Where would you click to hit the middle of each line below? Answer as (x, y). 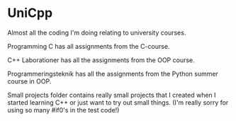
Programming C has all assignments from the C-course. (89, 46)
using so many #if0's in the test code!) (63, 110)
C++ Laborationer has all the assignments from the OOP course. (101, 60)
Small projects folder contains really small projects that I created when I (112, 95)
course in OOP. (29, 81)
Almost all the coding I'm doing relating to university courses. (97, 33)
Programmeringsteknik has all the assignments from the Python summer (113, 74)
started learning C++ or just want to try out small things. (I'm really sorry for (118, 102)
